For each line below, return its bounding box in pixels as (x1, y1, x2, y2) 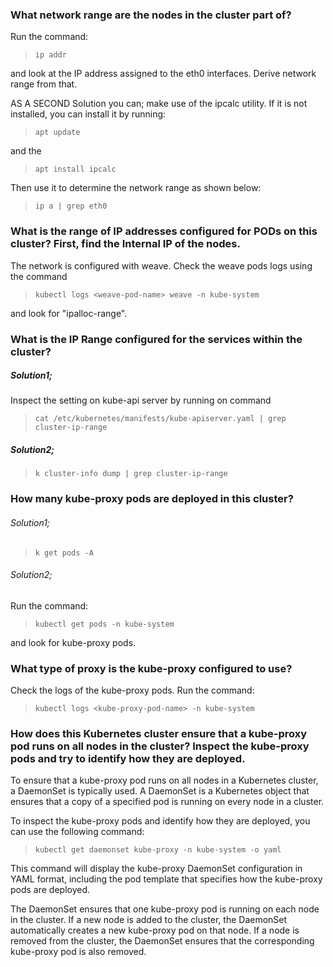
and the (10, 145, 42, 157)
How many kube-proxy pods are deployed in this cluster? (10, 492, 294, 506)
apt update (34, 128, 81, 138)
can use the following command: (10, 826, 145, 838)
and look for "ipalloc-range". (10, 307, 128, 319)
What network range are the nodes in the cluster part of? (10, 8, 292, 22)
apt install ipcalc (34, 164, 117, 175)
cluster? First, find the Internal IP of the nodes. (10, 237, 241, 251)
